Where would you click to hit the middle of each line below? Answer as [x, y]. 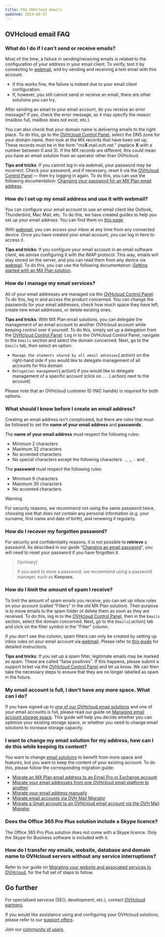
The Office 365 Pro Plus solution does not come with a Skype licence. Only [81, 832]
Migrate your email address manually [50, 793]
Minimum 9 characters [35, 479]
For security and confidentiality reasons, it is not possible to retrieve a [76, 542]
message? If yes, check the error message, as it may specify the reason [78, 115]
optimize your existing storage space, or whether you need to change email [82, 722]
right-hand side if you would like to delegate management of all [76, 360]
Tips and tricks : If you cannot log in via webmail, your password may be [78, 165]
